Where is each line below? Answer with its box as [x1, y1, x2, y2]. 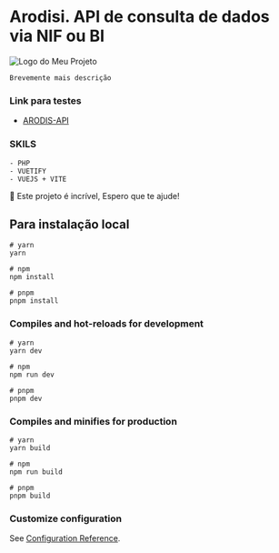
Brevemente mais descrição [9, 73, 112, 83]
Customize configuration [9, 512, 123, 525]
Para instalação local [9, 216, 130, 232]
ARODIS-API [22, 116, 70, 126]
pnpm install [9, 297, 59, 306]
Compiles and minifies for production [9, 415, 177, 427]
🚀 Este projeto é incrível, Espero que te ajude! [9, 190, 180, 201]
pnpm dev [9, 394, 43, 403]
